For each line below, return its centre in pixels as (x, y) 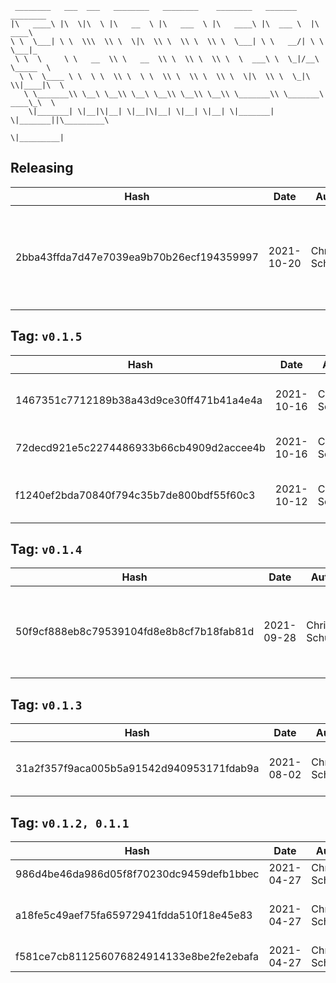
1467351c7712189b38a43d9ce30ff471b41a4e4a (139, 400)
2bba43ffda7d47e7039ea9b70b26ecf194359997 (137, 257)
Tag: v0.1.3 (46, 704)
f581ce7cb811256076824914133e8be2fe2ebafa (137, 957)
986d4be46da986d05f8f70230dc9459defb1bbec (137, 874)
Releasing (42, 168)
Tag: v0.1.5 (46, 336)
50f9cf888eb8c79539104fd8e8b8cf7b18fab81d (135, 632)
